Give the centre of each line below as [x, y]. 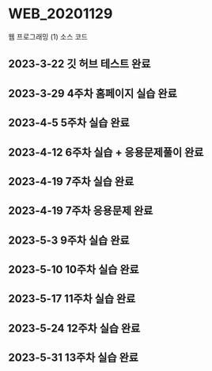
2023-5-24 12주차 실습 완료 [74, 328]
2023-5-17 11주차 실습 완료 [72, 299]
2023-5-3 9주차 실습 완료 [69, 240]
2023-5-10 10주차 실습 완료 [74, 270]
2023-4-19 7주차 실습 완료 [71, 182]
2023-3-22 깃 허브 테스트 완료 [79, 64]
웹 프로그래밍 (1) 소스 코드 [48, 36]
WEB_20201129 [61, 14]
